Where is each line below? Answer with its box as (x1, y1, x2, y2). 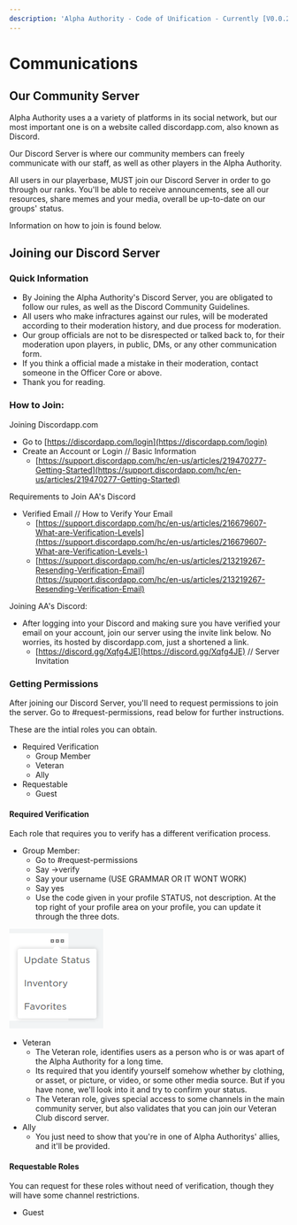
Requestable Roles (9, 1160, 80, 1172)
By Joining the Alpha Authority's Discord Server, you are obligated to (21, 292, 273, 303)
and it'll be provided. (34, 1141, 110, 1152)
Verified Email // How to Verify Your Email (21, 508, 173, 519)
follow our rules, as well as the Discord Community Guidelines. (21, 302, 250, 312)
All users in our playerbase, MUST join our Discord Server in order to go (9, 174, 271, 185)
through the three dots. (34, 912, 119, 922)
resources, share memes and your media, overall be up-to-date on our (9, 193, 266, 204)
